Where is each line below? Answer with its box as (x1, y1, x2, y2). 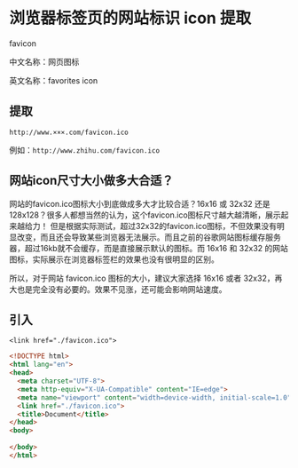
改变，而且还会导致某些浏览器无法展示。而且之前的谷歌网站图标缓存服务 (16, 232, 281, 242)
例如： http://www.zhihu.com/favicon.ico (9, 144, 161, 155)
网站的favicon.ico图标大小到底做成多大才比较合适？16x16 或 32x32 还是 (9, 198, 271, 209)
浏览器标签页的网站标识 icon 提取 (9, 8, 251, 28)
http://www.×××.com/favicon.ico (9, 128, 129, 137)
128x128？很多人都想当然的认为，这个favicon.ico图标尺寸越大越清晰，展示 (9, 210, 281, 220)
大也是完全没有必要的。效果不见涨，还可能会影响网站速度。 (9, 283, 227, 294)
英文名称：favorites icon (9, 75, 98, 85)
